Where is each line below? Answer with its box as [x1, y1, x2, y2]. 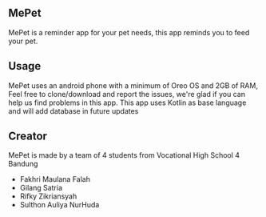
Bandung [8, 159, 38, 169]
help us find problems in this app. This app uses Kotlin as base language [8, 98, 247, 107]
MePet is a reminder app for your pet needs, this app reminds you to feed [8, 27, 250, 37]
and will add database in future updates [8, 106, 139, 115]
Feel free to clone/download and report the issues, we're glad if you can [8, 89, 246, 98]
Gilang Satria [19, 183, 62, 193]
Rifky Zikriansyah [19, 191, 77, 201]
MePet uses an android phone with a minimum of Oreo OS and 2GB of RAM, [8, 80, 258, 90]
